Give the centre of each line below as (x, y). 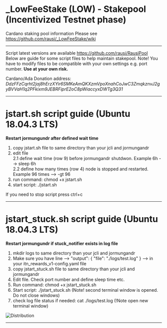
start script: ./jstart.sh (35, 184)
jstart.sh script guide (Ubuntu (68, 114)
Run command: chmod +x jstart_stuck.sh (55, 285)
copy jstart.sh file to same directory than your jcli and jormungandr (81, 148)
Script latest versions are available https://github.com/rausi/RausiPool (77, 53)
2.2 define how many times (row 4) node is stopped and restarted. (81, 169)
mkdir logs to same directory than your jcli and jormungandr (74, 253)
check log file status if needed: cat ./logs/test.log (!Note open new (80, 300)
